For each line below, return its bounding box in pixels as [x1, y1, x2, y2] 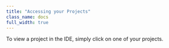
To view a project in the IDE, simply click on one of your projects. [6, 36, 164, 43]
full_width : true [6, 19, 49, 25]
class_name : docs [6, 14, 49, 20]
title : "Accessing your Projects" [6, 8, 91, 15]
